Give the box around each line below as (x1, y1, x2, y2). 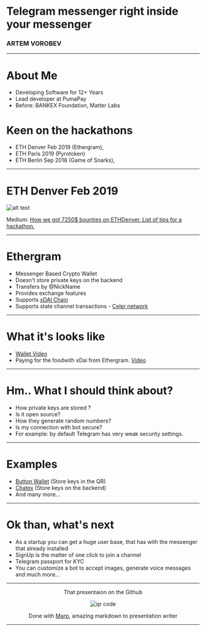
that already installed (15, 545, 69, 552)
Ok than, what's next (6, 518, 115, 532)
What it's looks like (6, 330, 105, 344)
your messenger (6, 17, 92, 31)
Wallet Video (15, 350, 48, 358)
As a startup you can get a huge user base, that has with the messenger (15, 538, 198, 545)
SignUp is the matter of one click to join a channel (15, 551, 142, 559)
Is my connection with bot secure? (15, 424, 102, 431)
